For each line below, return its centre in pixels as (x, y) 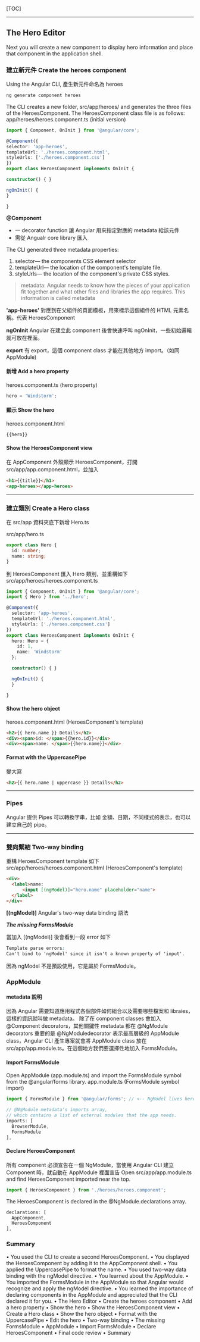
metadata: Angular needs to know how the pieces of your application (105, 285)
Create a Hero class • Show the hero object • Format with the (82, 1314)
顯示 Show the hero (30, 410)
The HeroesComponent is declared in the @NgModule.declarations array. (96, 1201)
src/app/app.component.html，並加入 (53, 469)
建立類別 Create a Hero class (48, 508)
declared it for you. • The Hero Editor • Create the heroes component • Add (99, 1301)
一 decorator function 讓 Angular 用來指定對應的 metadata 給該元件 (97, 230)
